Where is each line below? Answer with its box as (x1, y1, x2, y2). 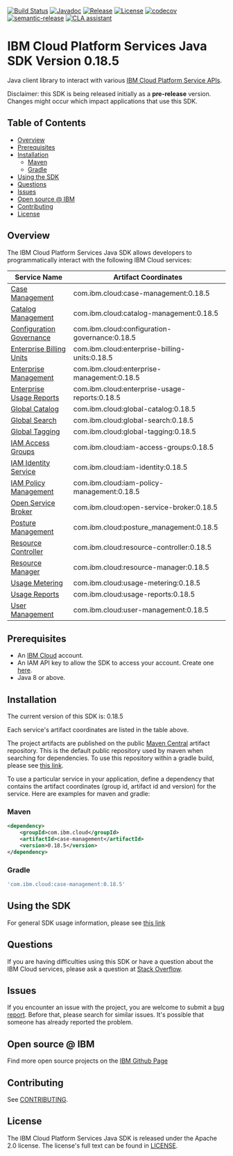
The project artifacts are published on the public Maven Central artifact (7, 739, 210, 747)
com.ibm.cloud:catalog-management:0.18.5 (73, 308, 219, 318)
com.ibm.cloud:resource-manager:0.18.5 (73, 562, 209, 572)
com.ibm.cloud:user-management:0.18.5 (73, 605, 209, 615)
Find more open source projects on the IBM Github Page (7, 1056, 169, 1065)
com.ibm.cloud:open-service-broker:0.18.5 (73, 502, 218, 512)
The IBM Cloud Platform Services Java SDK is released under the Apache (7, 1134, 217, 1142)
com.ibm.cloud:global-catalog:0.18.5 (73, 404, 196, 413)
